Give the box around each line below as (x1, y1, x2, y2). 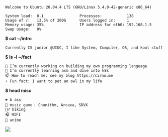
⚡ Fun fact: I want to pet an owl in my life (5, 79, 102, 84)
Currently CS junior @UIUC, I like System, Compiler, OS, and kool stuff (5, 45, 163, 50)
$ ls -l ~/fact (5, 54, 32, 60)
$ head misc (5, 88, 32, 93)
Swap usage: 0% (5, 27, 42, 32)
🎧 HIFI (5, 112, 21, 117)
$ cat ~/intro (5, 36, 32, 41)
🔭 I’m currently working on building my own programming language (5, 64, 147, 69)
